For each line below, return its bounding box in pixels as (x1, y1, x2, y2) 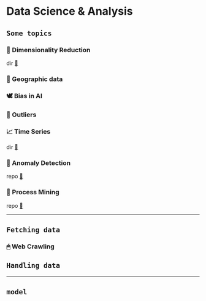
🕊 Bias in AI (6, 91, 43, 100)
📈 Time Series (6, 127, 51, 135)
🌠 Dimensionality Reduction (6, 45, 91, 54)
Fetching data (6, 225, 60, 234)
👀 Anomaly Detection (6, 158, 71, 167)
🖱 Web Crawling (6, 242, 55, 251)
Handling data (6, 261, 60, 270)
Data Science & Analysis (6, 4, 133, 18)
